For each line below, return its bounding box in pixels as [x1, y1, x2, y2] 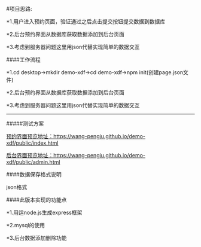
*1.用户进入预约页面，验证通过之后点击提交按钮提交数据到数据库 [6, 18, 166, 25]
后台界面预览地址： [6, 152, 54, 158]
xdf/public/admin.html [6, 158, 60, 166]
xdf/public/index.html [6, 139, 59, 147]
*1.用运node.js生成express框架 [6, 209, 83, 216]
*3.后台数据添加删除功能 [6, 234, 67, 241]
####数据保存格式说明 [6, 171, 62, 178]
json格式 [6, 184, 28, 190]
